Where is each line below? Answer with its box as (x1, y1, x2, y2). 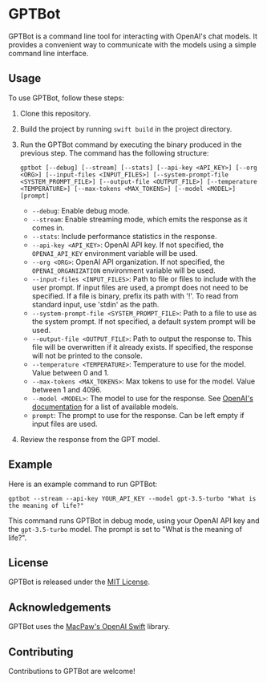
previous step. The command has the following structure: (19, 148, 209, 157)
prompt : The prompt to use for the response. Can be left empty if (31, 410, 245, 420)
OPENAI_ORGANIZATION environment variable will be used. (31, 266, 216, 275)
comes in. (31, 222, 65, 233)
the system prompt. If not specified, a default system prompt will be (31, 316, 257, 326)
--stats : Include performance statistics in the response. (31, 231, 217, 241)
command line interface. (8, 48, 89, 58)
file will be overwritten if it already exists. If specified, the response (31, 342, 254, 351)
